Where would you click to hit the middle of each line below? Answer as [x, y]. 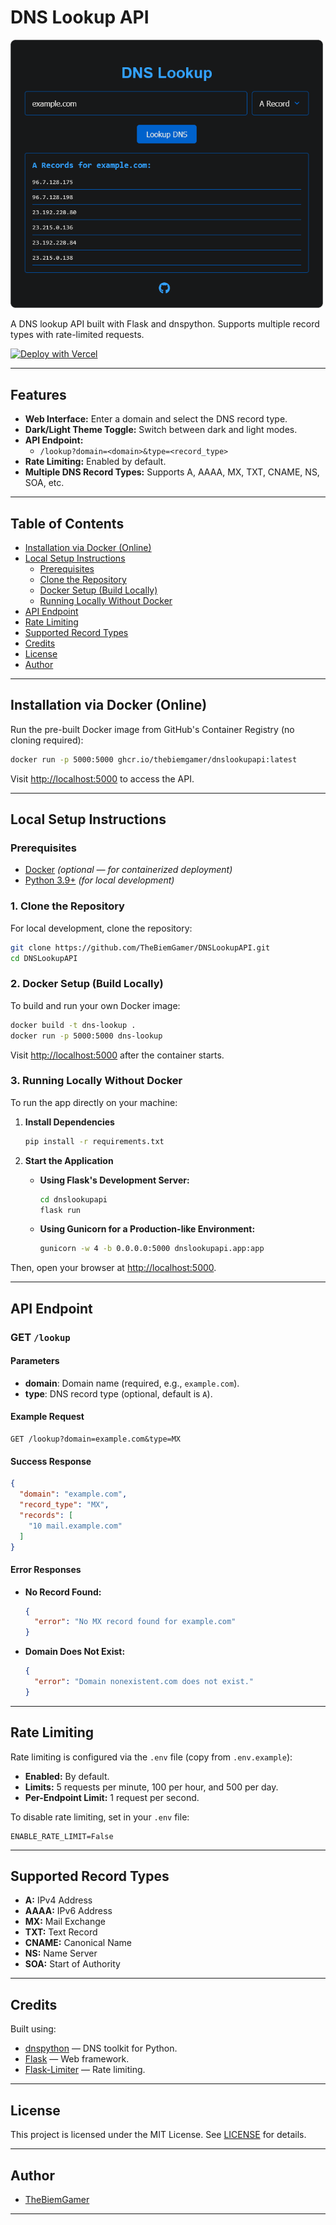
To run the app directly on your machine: [94, 1102]
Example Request [47, 1417]
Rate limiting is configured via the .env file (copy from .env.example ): [151, 1757]
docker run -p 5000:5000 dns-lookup [86, 1036]
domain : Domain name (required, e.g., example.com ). [132, 1383]
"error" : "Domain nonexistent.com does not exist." [144, 1682]
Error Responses [46, 1569]
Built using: [33, 2029]
